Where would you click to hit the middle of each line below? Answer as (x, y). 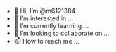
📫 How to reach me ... (46, 41)
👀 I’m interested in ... (44, 18)
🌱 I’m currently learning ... (51, 26)
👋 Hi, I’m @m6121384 (45, 11)
